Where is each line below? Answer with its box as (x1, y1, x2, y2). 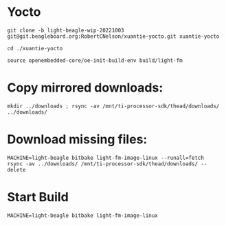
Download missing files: (7, 132, 148, 147)
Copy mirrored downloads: (7, 80, 163, 96)
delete (7, 166, 26, 173)
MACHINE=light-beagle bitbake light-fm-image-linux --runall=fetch (7, 154, 205, 161)
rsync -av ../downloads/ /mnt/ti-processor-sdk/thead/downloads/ (7, 160, 198, 167)
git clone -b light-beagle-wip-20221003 (7, 27, 125, 34)
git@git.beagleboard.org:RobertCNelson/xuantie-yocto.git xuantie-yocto (7, 32, 220, 40)
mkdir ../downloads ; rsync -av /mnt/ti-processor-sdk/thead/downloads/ (7, 103, 220, 110)
